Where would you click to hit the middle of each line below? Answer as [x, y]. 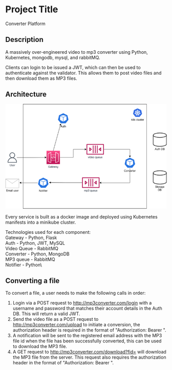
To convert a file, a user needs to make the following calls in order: [76, 293]
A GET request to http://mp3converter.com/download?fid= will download [89, 352]
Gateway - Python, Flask [31, 237]
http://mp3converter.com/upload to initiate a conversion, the [76, 325]
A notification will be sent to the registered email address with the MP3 [87, 336]
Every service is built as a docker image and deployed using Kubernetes [81, 216]
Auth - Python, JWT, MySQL [35, 243]
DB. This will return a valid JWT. [46, 314]
